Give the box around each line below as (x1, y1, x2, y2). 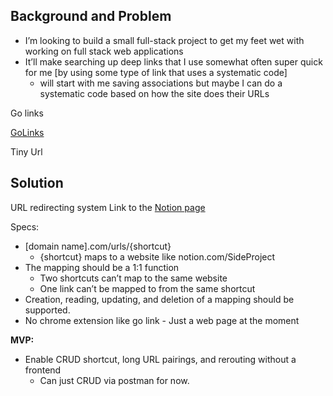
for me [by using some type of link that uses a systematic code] (24, 66, 288, 78)
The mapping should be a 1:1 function (24, 261, 180, 273)
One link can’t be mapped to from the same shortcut (39, 282, 256, 294)
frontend (24, 364, 62, 376)
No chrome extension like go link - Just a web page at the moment (24, 314, 300, 326)
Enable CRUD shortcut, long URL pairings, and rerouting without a (24, 353, 297, 365)
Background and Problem (10, 8, 172, 25)
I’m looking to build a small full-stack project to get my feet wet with (24, 34, 305, 46)
